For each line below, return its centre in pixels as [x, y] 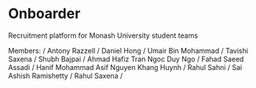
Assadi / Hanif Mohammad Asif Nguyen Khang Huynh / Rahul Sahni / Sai [125, 67]
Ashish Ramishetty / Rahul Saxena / [66, 75]
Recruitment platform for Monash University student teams [103, 35]
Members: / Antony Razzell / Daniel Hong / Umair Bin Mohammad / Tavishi [128, 50]
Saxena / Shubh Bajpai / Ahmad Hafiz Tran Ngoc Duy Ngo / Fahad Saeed [126, 59]
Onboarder [44, 14]
